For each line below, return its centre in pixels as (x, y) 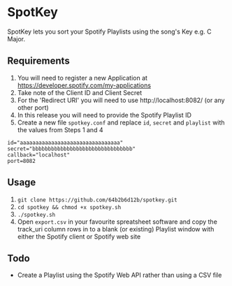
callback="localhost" (39, 155)
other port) (33, 107)
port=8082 (22, 161)
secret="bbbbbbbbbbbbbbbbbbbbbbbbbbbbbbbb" (72, 149)
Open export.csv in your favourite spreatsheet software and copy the (117, 222)
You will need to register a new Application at (82, 78)
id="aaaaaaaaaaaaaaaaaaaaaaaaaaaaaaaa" (65, 143)
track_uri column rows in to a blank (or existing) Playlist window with (116, 229)
